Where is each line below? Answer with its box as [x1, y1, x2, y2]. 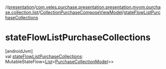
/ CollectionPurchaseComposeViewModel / [38, 9, 124, 15]
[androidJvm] [5, 48, 33, 54]
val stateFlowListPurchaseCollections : [5, 53, 83, 59]
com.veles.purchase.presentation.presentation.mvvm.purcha [35, 4, 161, 10]
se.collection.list [5, 9, 39, 15]
